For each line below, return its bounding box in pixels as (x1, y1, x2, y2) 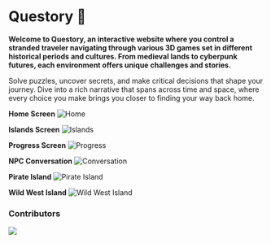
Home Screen (8, 109, 55, 119)
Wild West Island (8, 187, 67, 197)
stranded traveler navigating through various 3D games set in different (8, 42, 253, 52)
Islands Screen (8, 124, 60, 134)
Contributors (8, 207, 61, 219)
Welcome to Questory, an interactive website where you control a (8, 34, 234, 44)
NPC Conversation (8, 156, 73, 166)
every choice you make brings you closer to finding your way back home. (8, 93, 255, 102)
